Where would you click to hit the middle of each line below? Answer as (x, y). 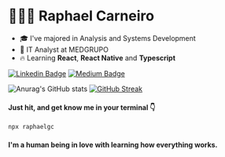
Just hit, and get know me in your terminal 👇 (82, 107)
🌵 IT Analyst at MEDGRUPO (64, 49)
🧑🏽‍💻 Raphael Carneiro (81, 16)
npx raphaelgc (31, 127)
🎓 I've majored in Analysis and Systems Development (108, 38)
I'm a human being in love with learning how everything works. (113, 144)
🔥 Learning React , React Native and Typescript (97, 57)
